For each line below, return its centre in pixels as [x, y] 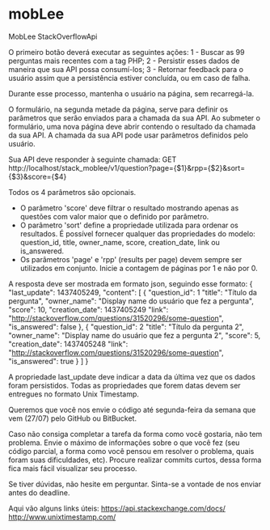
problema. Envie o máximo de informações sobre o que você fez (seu [124, 443]
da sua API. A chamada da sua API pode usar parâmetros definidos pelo [129, 135]
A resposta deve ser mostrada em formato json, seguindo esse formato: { [131, 283]
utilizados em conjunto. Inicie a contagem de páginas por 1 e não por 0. [139, 268]
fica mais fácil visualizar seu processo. [73, 468]
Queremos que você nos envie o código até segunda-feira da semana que [132, 409]
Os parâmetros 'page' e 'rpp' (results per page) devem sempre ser [131, 259]
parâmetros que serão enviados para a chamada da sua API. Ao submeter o [135, 117]
